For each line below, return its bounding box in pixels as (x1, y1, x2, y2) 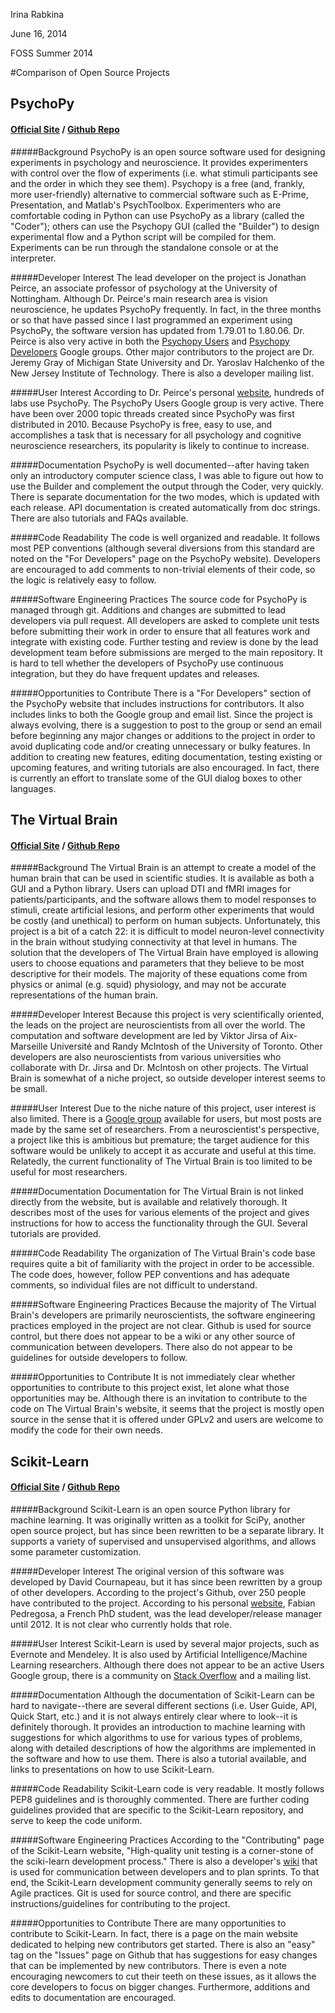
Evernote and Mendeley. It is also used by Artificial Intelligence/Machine (10, 1648, 308, 1660)
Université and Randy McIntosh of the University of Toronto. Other (49, 1040, 323, 1053)
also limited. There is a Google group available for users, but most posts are (10, 1113, 322, 1125)
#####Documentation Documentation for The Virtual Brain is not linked (10, 1185, 304, 1198)
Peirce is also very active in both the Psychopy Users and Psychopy (10, 335, 290, 347)
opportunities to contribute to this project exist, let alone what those (10, 1382, 290, 1394)
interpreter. (10, 252, 57, 264)
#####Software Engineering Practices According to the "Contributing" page (10, 1834, 325, 1846)
